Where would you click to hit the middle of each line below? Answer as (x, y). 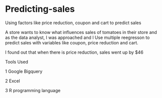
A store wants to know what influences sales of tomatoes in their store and (81, 32)
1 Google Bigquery (24, 71)
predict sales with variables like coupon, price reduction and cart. (72, 42)
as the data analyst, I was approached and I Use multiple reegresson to (77, 37)
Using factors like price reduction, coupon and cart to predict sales (73, 23)
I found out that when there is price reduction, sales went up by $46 (74, 52)
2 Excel (13, 81)
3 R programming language (33, 90)
